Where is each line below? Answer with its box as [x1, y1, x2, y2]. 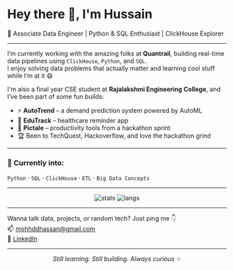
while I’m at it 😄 [7, 71, 54, 79]
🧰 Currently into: [7, 158, 65, 168]
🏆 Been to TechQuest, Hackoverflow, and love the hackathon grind [17, 132, 211, 140]
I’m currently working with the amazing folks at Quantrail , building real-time [7, 49, 225, 58]
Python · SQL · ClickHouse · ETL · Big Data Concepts [7, 174, 150, 182]
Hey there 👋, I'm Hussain [7, 6, 153, 22]
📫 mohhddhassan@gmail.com [7, 225, 96, 233]
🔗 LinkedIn [7, 235, 38, 243]
